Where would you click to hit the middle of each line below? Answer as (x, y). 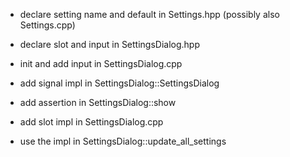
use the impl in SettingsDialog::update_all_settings (123, 141)
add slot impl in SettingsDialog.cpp (91, 122)
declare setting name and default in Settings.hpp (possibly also (149, 14)
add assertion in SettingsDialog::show (98, 102)
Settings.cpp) (47, 25)
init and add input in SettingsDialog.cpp (101, 63)
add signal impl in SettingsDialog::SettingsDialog (119, 83)
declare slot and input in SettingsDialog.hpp (110, 44)
